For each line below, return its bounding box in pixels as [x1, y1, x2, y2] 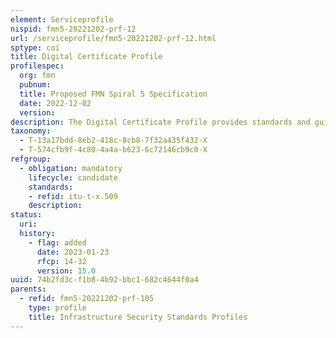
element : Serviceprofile [10, 14, 114, 25]
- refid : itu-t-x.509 [28, 191, 118, 201]
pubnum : [19, 80, 52, 90]
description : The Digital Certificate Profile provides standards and [10, 117, 311, 127]
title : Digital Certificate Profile [10, 52, 163, 62]
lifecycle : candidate [28, 172, 118, 183]
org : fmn [19, 71, 56, 81]
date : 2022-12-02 [19, 98, 92, 108]
